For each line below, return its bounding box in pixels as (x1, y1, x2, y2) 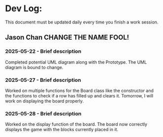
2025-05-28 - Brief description (5, 110, 82, 117)
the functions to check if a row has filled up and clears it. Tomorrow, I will (5, 92, 154, 98)
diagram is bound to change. (5, 64, 64, 70)
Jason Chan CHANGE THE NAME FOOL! (5, 33, 130, 42)
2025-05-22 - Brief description (5, 48, 82, 55)
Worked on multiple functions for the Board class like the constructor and (5, 88, 154, 93)
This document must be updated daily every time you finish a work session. (5, 19, 159, 25)
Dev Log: (5, 3, 42, 14)
